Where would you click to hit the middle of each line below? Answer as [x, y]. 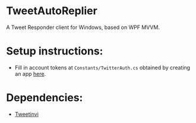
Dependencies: [45, 98]
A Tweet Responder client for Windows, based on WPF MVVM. [83, 27]
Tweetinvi [26, 114]
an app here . [30, 74]
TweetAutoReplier [52, 11]
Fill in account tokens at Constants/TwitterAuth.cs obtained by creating [102, 67]
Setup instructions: [55, 51]
